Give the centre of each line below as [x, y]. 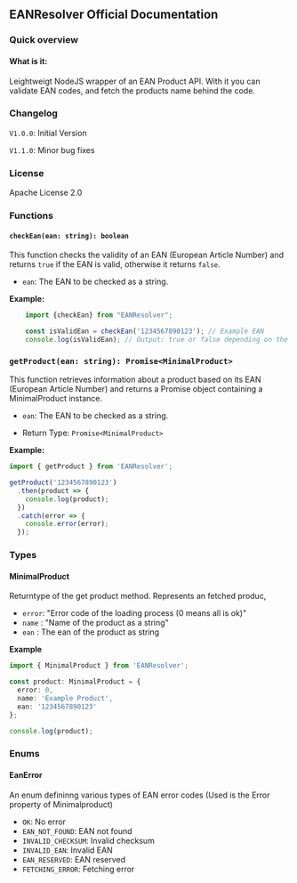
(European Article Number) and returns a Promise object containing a [136, 389]
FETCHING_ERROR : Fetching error [78, 869]
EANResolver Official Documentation [114, 15]
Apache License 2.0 [46, 193]
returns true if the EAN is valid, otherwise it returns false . [115, 264]
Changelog [33, 113]
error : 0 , [35, 690]
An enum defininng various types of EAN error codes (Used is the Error [140, 795]
